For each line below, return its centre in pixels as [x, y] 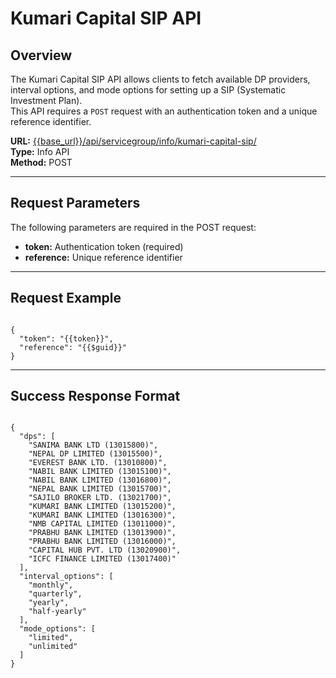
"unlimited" [53, 647]
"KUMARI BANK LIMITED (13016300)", [102, 515]
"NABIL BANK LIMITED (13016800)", [100, 480]
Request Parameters [75, 203]
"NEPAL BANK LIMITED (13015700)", [100, 489]
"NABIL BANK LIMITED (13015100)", [100, 472]
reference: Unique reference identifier [103, 257]
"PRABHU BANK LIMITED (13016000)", [102, 542]
